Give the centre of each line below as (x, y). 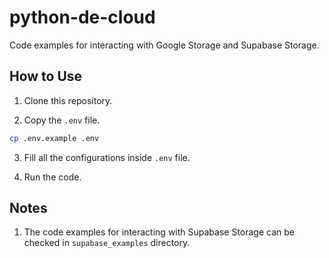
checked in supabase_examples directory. (107, 243)
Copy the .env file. (62, 120)
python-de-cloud (82, 17)
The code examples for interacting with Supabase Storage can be (159, 232)
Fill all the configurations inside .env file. (107, 157)
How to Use (46, 76)
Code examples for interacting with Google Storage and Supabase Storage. (164, 45)
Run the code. (52, 177)
